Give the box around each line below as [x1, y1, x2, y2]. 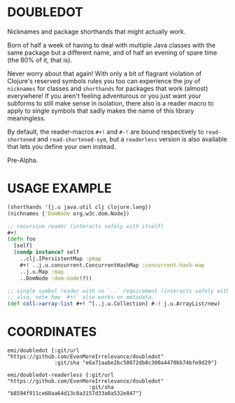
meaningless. [7, 113, 46, 122]
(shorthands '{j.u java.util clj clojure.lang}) [7, 204, 152, 211]
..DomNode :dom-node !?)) [20, 274, 92, 282]
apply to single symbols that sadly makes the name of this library [7, 106, 194, 115]
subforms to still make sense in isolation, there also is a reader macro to [7, 99, 215, 107]
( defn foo [7, 236, 36, 243]
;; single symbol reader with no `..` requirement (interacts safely [7, 288, 215, 295]
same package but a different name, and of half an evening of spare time [7, 48, 218, 57]
